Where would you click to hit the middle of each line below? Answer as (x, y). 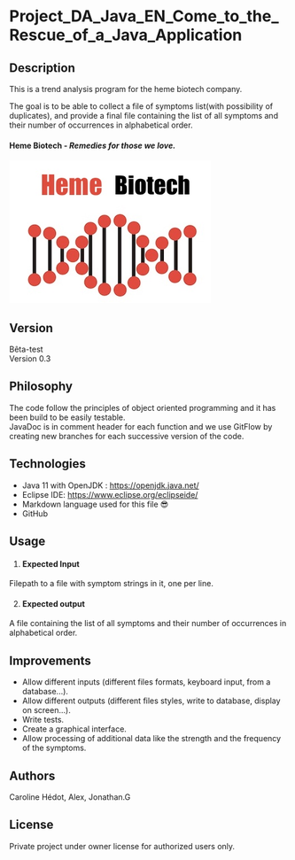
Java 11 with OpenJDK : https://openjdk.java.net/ (110, 485)
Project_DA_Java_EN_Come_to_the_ (144, 16)
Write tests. (43, 720)
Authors (32, 775)
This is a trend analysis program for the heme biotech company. (126, 89)
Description (42, 68)
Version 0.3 (30, 359)
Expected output (54, 603)
